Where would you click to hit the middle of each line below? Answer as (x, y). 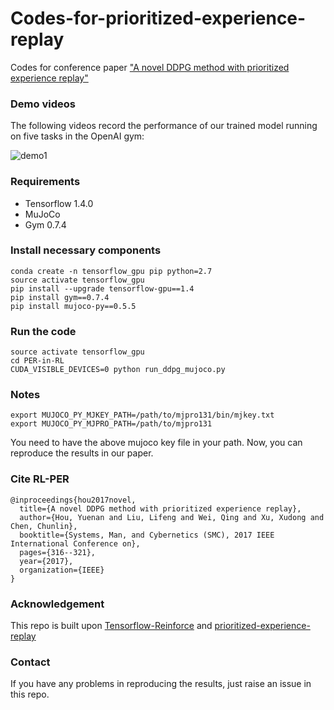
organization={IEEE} (62, 570)
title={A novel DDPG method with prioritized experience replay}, (160, 508)
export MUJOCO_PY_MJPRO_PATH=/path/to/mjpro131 (111, 424)
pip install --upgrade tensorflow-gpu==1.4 (102, 288)
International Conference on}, (75, 543)
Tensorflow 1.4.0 (59, 203)
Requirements (45, 182)
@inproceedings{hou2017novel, (73, 500)
